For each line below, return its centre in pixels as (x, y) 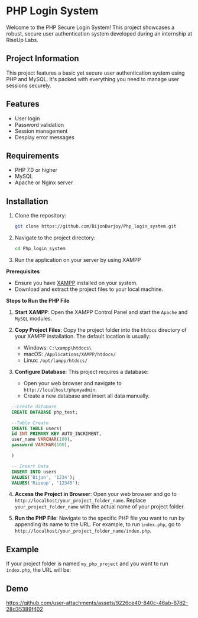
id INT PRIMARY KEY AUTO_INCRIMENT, (56, 434)
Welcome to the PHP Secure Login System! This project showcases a (90, 27)
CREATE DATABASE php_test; (45, 412)
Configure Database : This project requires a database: (82, 372)
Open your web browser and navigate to (73, 383)
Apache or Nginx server (44, 182)
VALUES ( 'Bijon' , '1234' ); (43, 477)
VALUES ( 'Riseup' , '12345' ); (46, 483)
